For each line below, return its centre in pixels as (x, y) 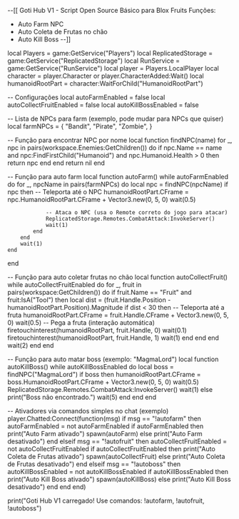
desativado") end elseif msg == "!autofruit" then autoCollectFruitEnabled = (117, 441)
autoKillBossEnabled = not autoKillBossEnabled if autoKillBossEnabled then (118, 472)
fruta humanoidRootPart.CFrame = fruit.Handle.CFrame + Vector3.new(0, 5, (118, 315)
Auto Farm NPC (41, 24)
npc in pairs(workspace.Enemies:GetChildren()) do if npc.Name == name (115, 148)
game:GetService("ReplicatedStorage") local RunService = (94, 61)
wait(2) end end (31, 345)
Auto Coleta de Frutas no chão (63, 32)
